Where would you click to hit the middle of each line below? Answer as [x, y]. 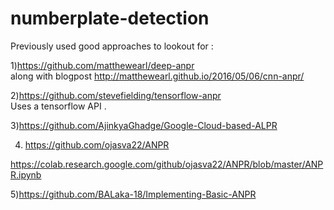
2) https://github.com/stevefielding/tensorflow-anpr [116, 95]
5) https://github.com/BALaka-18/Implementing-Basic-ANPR [133, 194]
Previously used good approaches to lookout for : [112, 46]
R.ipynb [26, 174]
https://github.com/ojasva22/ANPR [97, 144]
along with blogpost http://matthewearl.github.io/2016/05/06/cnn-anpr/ [157, 76]
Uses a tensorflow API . [58, 106]
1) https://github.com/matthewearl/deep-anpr [102, 65]
